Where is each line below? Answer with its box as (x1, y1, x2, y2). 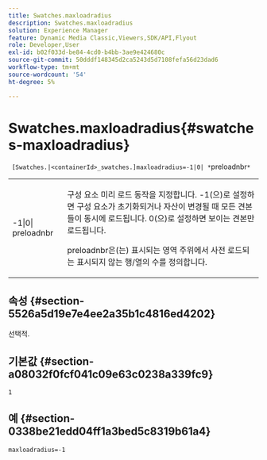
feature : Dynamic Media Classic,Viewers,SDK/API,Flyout (8, 33, 197, 42)
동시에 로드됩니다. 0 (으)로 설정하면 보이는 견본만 (83, 213, 255, 224)
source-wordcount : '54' (8, 71, 87, 79)
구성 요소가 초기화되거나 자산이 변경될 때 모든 (76, 201, 236, 213)
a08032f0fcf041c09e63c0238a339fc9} (8, 367, 214, 381)
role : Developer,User (8, 41, 80, 49)
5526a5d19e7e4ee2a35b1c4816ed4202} (8, 307, 216, 320)
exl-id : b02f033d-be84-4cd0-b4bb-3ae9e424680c (8, 48, 165, 56)
